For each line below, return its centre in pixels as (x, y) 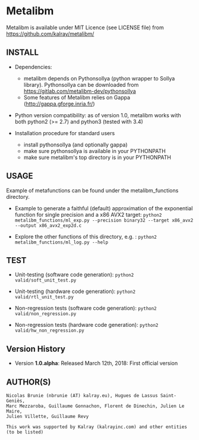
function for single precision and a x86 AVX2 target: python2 (88, 214)
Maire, (14, 411)
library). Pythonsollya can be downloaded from (81, 85)
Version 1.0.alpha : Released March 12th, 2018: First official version (96, 363)
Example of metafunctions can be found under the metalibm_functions (92, 190)
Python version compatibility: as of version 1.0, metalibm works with (98, 115)
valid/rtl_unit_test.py (44, 297)
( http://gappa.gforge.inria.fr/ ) (59, 104)
